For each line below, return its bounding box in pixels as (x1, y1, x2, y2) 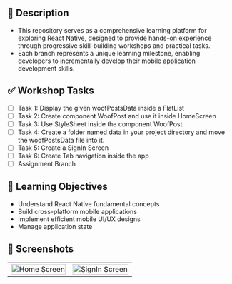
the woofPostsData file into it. (17, 136, 105, 144)
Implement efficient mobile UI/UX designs (17, 215, 141, 223)
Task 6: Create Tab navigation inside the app (17, 151, 149, 160)
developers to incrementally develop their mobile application (17, 56, 196, 65)
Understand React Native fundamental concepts (17, 199, 160, 208)
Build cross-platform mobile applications (17, 207, 138, 215)
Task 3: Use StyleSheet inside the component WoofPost (17, 119, 183, 128)
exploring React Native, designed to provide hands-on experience (17, 34, 212, 42)
